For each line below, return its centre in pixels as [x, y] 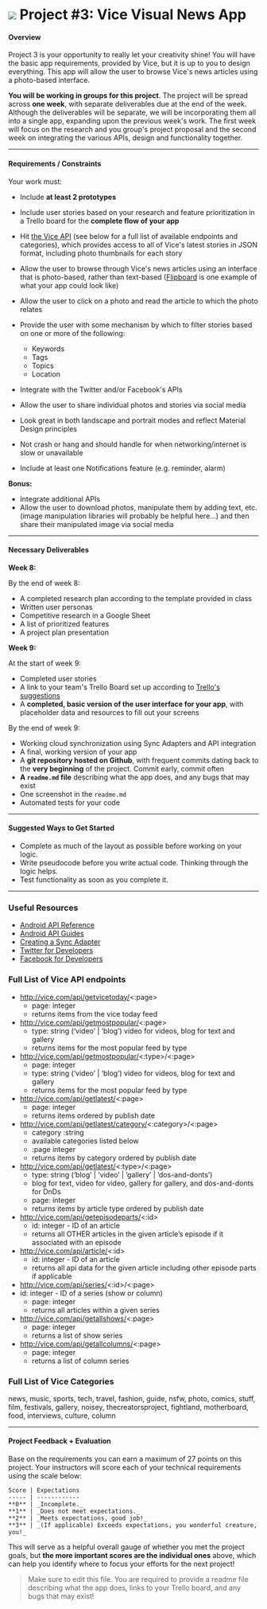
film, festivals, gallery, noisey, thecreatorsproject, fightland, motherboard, [128, 1407]
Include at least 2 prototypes [68, 197]
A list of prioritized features [64, 623]
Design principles [48, 428]
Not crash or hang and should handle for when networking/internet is [133, 444]
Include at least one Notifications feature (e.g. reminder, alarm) [123, 468]
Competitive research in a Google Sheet [85, 615]
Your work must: [35, 182]
